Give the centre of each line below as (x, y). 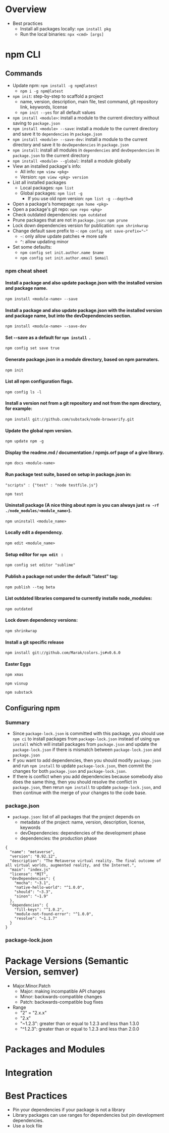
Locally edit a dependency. (34, 533)
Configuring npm (33, 708)
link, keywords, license (44, 107)
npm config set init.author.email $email (64, 258)
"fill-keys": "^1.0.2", (39, 910)
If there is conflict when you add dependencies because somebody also (88, 777)
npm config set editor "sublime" (40, 565)
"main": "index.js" (30, 870)
